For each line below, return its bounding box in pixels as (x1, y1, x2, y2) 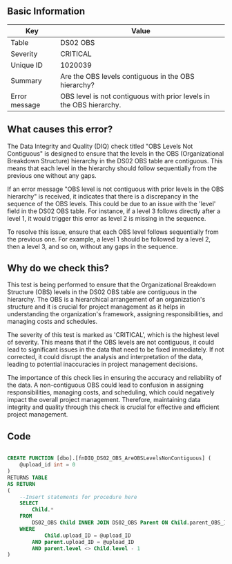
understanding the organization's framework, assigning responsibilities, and (7, 310, 223, 318)
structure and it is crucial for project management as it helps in (7, 302, 186, 311)
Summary (10, 75, 43, 85)
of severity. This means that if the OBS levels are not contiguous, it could (7, 338, 214, 347)
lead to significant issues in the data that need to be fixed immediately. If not (7, 345, 224, 354)
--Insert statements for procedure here (19, 493, 137, 500)
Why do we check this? (7, 262, 109, 274)
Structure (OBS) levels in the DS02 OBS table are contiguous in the (7, 288, 197, 296)
